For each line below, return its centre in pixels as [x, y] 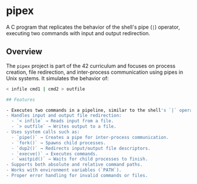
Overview [24, 52]
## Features [21, 100]
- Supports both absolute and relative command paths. [74, 165]
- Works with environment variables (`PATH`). [64, 170]
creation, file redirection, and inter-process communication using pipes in [95, 72]
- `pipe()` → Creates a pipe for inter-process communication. [90, 137]
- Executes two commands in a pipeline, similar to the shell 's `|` [91, 110]
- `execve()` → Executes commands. [55, 154]
